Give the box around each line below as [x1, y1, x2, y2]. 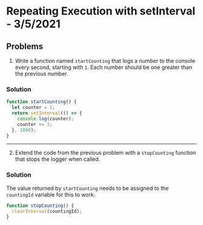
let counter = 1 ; [11, 105, 56, 111]
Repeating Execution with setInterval [6, 4, 196, 18]
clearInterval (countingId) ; [11, 208, 83, 214]
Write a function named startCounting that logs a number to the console [14, 57, 195, 64]
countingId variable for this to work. [6, 191, 95, 198]
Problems [6, 41, 43, 51]
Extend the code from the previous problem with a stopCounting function [14, 149, 196, 157]
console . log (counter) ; [17, 116, 74, 122]
